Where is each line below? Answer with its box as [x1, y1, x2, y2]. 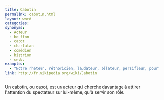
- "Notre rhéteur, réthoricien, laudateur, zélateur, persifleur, [9, 66, 147, 71]
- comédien [9, 48, 32, 53]
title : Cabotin [5, 7, 36, 12]
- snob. [9, 57, 25, 62]
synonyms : [5, 25, 25, 30]
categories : [5, 20, 29, 26]
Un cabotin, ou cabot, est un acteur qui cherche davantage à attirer [5, 84, 141, 90]
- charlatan [9, 43, 34, 48]
